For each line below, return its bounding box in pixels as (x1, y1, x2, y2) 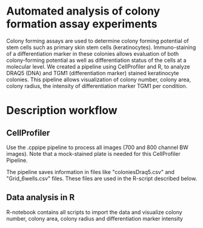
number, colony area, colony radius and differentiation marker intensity (6, 215, 184, 222)
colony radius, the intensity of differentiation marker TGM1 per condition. (6, 82, 188, 89)
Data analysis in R (6, 192, 75, 203)
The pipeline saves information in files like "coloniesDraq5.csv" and (6, 168, 175, 175)
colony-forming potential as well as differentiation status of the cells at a (6, 56, 187, 64)
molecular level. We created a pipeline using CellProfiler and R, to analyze (6, 62, 190, 70)
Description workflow (6, 104, 118, 118)
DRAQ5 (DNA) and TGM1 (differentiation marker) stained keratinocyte (6, 69, 179, 76)
